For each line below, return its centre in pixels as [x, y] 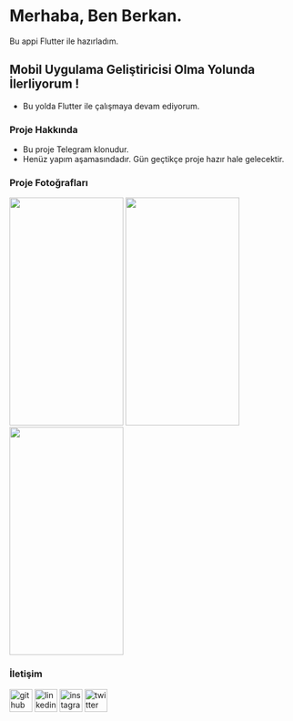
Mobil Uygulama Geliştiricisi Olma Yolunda [132, 70]
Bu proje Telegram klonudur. [76, 149]
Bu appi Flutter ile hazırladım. [64, 41]
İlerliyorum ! [45, 84]
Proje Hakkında [44, 129]
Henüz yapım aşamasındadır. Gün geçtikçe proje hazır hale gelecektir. [153, 160]
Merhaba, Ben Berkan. [96, 16]
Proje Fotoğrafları [49, 182]
